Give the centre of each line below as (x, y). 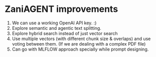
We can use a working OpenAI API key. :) (54, 23)
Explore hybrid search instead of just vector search (65, 33)
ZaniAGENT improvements (61, 9)
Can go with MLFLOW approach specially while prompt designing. (80, 49)
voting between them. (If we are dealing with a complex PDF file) (79, 44)
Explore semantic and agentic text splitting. (56, 28)
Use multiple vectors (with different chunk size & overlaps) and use (81, 39)
